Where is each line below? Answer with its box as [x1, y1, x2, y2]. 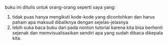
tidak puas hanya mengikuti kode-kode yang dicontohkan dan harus [12, 14, 155, 19]
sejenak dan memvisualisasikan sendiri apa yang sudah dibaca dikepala [12, 30, 163, 35]
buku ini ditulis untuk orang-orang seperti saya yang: [5, 4, 116, 10]
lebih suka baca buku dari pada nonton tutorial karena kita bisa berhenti [12, 24, 163, 30]
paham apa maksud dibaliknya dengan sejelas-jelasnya [12, 19, 128, 25]
